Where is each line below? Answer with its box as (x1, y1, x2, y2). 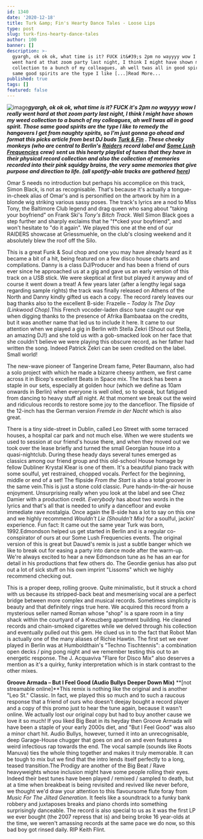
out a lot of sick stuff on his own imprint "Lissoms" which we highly (7, 566, 174, 573)
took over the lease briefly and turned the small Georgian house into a (7, 444, 180, 451)
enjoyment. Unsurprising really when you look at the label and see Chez (7, 489, 186, 497)
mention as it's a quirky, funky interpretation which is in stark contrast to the (7, 660, 196, 668)
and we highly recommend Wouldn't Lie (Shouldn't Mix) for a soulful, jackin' (7, 515, 195, 522)
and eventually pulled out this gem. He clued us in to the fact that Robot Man (7, 628, 197, 636)
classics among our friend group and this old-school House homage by (7, 457, 184, 464)
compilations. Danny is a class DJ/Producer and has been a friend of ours (7, 261, 190, 268)
